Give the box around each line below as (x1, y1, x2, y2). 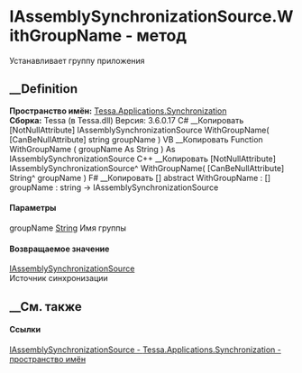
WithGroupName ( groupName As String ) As (9, 143, 176, 154)
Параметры (9, 203, 57, 214)
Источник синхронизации (9, 273, 108, 284)
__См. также (9, 299, 83, 314)
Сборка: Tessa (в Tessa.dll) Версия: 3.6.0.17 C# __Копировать (9, 114, 244, 125)
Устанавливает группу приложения (9, 55, 146, 66)
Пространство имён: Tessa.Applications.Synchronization (9, 105, 227, 116)
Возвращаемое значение (9, 243, 110, 254)
